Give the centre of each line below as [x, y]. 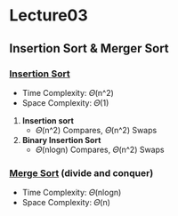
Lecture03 [49, 16]
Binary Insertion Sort [61, 140]
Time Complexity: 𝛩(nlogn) [72, 193]
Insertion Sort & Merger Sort [89, 48]
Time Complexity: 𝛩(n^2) [68, 92]
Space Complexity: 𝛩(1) [65, 102]
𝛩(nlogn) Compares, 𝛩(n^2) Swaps [100, 149]
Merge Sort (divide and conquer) [81, 172]
